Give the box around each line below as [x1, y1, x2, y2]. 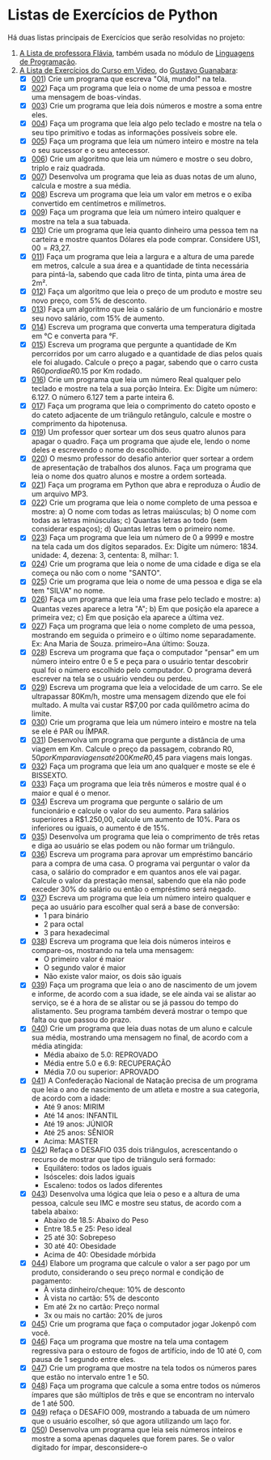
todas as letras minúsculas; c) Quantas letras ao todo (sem [31, 516, 227, 526]
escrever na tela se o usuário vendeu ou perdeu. [31, 674, 193, 683]
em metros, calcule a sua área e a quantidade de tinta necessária [31, 261, 249, 270]
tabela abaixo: [31, 1207, 78, 1216]
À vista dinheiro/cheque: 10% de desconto [43, 1284, 185, 1294]
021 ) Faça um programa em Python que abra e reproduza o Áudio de [31, 480, 260, 490]
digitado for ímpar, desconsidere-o [31, 1443, 148, 1452]
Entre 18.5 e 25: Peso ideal [43, 1224, 133, 1233]
